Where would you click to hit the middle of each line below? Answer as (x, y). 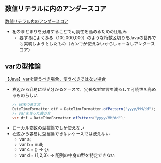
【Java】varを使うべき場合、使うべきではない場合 (56, 79)
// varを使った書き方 (31, 113)
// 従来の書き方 (26, 104)
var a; (25, 139)
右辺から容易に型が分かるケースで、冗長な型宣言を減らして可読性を (80, 89)
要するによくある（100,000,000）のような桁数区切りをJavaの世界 (85, 37)
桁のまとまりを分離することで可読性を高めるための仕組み (69, 31)
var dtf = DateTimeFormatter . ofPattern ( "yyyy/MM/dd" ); (69, 118)
